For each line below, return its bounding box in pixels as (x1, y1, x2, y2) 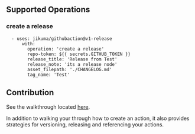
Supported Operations (6, 5, 90, 15)
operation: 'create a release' (27, 46, 105, 52)
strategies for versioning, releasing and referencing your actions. (6, 120, 164, 128)
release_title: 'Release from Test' (27, 56, 118, 62)
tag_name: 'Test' (27, 72, 70, 78)
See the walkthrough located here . (6, 103, 90, 110)
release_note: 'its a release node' (27, 61, 118, 67)
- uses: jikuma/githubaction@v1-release (11, 35, 112, 42)
